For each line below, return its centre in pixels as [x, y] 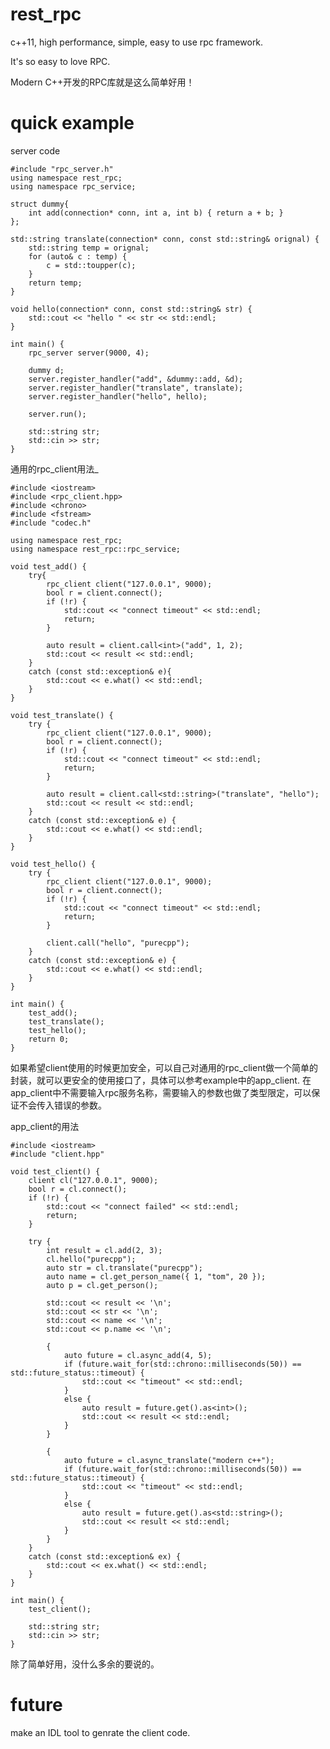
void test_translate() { [62, 715]
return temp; [55, 283]
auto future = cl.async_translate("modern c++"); [169, 1460]
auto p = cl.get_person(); [102, 1285]
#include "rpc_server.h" [62, 169]
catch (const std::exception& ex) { [105, 1556]
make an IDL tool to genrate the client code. [100, 1732]
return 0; [49, 1039]
